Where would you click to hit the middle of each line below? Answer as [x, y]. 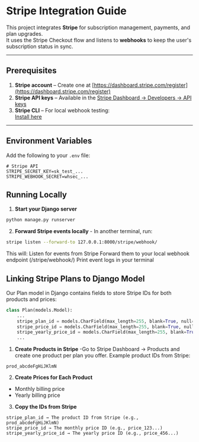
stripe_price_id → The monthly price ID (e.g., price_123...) [84, 428]
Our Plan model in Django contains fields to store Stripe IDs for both [89, 293]
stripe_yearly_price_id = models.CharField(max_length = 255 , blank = [102, 332]
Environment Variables [49, 141]
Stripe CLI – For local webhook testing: [62, 110]
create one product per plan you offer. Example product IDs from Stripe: [102, 356]
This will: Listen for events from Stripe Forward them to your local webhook [98, 253]
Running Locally [36, 195]
